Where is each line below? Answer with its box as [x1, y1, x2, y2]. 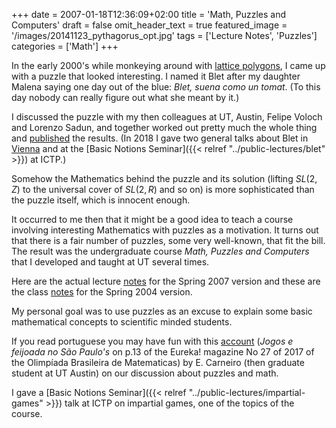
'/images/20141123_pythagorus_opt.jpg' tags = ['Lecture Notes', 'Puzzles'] [11, 30, 318, 41]
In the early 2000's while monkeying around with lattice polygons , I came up [11, 60, 326, 71]
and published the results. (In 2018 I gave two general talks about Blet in [11, 132, 309, 144]
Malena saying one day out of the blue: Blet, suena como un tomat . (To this [11, 81, 321, 93]
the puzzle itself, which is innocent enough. [11, 194, 191, 206]
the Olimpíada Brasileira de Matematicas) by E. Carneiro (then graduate [11, 357, 305, 368]
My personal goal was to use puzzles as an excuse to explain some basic [11, 305, 313, 317]
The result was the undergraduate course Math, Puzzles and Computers [11, 245, 310, 257]
